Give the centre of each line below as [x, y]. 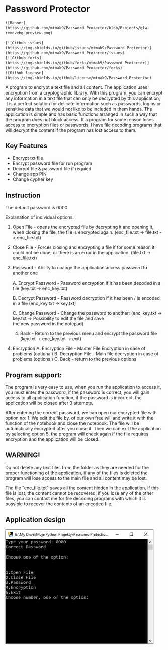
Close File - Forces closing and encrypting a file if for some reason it [83, 247]
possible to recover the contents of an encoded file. [59, 504]
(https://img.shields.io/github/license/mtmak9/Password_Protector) [78, 78]
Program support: [34, 375]
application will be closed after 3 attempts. [49, 403]
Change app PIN [29, 174]
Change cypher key [33, 179]
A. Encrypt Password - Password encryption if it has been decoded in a [87, 283]
